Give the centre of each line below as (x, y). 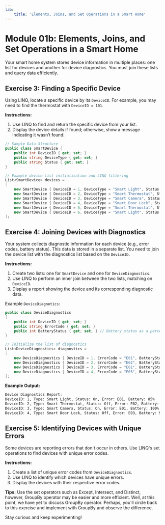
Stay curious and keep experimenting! (43, 517)
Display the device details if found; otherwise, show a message (76, 130)
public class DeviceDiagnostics (38, 313)
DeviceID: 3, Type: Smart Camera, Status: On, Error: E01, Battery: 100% (82, 408)
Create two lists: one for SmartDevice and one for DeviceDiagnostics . (81, 274)
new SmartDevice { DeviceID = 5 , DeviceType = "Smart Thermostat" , (84, 207)
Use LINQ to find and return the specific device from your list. (74, 124)
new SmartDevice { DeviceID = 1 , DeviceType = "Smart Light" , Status (87, 190)
